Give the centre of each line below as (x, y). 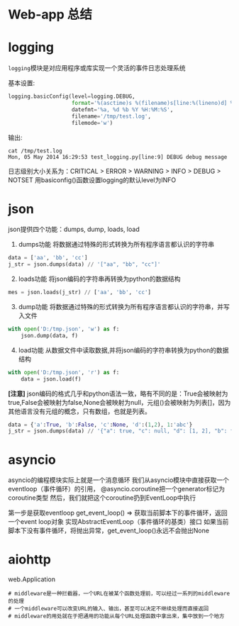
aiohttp (30, 560)
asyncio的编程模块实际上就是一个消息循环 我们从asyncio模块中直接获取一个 (119, 480)
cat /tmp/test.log (35, 151)
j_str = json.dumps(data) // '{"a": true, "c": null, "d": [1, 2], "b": (118, 431)
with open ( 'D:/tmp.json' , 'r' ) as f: (64, 372)
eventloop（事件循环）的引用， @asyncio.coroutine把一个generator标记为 (117, 489)
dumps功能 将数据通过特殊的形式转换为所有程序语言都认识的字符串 (116, 245)
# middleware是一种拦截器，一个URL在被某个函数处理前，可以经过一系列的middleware (119, 594)
